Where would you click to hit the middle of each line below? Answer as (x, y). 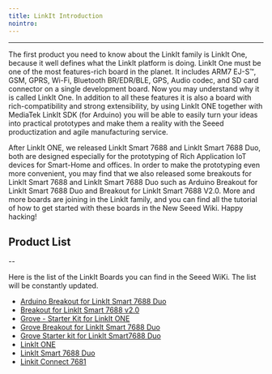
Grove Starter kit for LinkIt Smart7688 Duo (91, 336)
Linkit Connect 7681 (53, 362)
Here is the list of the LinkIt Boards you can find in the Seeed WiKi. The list (132, 277)
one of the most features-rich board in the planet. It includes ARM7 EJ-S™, (132, 71)
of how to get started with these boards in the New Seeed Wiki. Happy (126, 208)
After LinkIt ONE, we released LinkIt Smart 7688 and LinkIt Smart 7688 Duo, (135, 148)
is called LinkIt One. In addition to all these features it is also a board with (130, 97)
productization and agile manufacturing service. (88, 131)
